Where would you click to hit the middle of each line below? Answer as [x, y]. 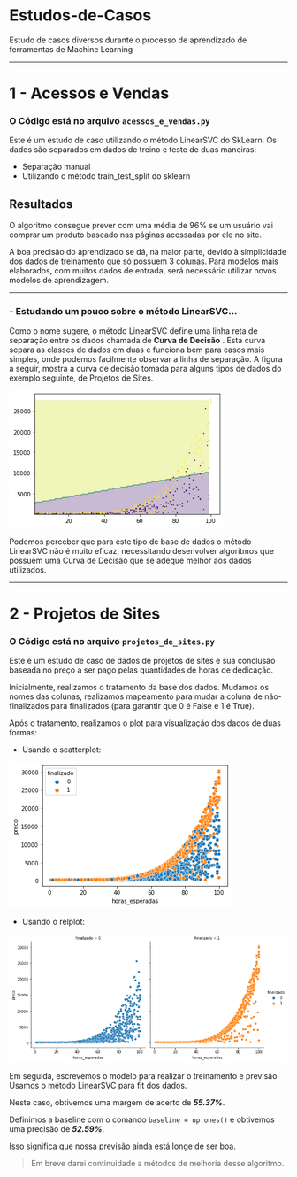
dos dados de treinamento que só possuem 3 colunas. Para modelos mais [144, 261]
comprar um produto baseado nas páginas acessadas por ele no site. [136, 235]
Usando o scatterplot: [61, 750]
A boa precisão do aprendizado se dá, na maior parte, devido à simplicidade [148, 252]
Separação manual [56, 167]
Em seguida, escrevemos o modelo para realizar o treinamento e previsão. [145, 1076]
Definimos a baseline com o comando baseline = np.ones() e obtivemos [142, 1119]
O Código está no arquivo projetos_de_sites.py [112, 641]
